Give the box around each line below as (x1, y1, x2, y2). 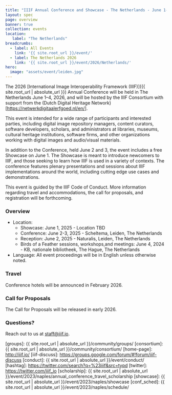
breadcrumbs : (5, 41, 33, 46)
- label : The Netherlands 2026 (10, 55, 77, 60)
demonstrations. (5, 174, 40, 180)
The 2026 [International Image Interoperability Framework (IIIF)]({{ (5, 84, 145, 90)
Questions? (5, 319, 35, 326)
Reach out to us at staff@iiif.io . (5, 331, 70, 337)
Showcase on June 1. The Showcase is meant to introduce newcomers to (5, 152, 160, 158)
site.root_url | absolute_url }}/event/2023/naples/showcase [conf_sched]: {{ (5, 379, 165, 385)
